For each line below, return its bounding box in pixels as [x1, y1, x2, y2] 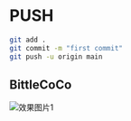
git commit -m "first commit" [9, 43, 124, 52]
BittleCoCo [9, 77, 72, 92]
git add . [9, 35, 47, 44]
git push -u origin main [9, 51, 103, 61]
